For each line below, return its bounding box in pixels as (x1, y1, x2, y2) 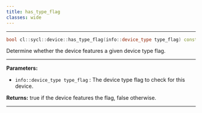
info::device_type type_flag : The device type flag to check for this (14, 76, 185, 84)
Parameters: (6, 64, 38, 72)
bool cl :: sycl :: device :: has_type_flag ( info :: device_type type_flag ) (6, 37, 182, 43)
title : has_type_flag (6, 8, 61, 15)
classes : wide (6, 14, 42, 20)
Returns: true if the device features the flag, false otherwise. (6, 94, 156, 102)
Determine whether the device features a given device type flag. (6, 47, 166, 55)
